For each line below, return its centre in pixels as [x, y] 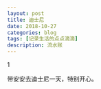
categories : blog [32, 33]
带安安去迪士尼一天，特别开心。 [52, 79]
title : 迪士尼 [26, 20]
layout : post [26, 13]
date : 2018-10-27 [32, 26]
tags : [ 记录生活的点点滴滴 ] [43, 39]
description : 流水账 [35, 45]
